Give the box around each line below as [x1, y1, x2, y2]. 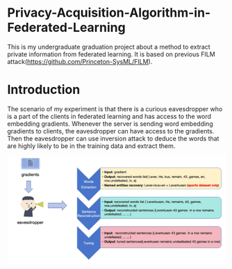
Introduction [7, 82, 81, 98]
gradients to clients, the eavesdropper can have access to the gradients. [7, 127, 215, 135]
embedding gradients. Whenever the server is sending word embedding [7, 120, 213, 128]
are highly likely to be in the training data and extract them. [7, 141, 176, 150]
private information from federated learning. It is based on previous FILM [7, 50, 215, 58]
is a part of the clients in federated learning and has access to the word [7, 112, 212, 120]
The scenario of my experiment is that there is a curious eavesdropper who [7, 104, 223, 113]
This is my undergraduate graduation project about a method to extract [7, 42, 210, 51]
